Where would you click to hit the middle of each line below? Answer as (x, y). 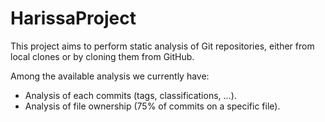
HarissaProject (73, 18)
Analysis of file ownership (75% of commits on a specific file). (152, 106)
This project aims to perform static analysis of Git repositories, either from (162, 46)
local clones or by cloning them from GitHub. (102, 56)
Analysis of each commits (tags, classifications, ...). (130, 95)
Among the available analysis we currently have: (110, 76)
